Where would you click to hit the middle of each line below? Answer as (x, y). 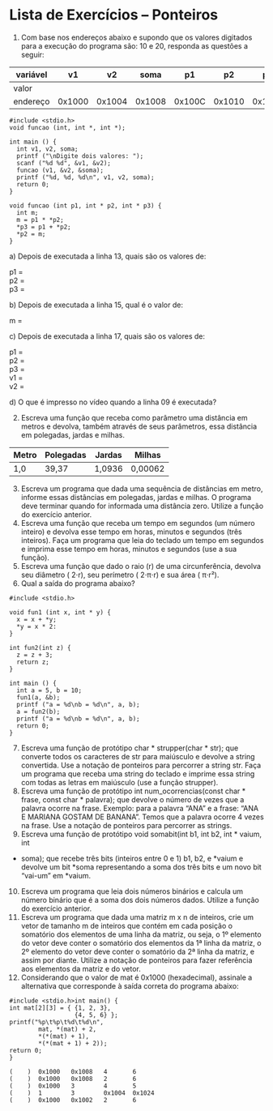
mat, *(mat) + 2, (67, 1029)
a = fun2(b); (38, 711)
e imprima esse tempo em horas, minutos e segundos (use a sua (129, 549)
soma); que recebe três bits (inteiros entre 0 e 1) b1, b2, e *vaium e (132, 858)
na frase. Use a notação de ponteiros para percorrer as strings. (126, 825)
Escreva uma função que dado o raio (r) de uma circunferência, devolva (141, 566)
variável (32, 75)
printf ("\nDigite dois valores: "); (80, 156)
